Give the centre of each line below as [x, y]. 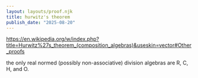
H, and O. [18, 69]
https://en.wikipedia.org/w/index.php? [53, 39]
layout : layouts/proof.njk [39, 11]
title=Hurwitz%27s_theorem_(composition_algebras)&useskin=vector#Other [99, 45]
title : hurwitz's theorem [38, 17]
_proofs [15, 52]
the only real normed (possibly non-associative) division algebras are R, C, [97, 63]
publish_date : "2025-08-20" [41, 22]
